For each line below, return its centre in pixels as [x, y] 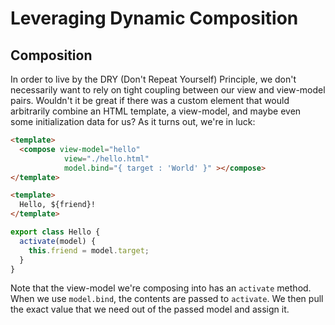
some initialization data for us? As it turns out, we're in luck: [133, 121]
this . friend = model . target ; [89, 250]
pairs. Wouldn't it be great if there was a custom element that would [150, 100]
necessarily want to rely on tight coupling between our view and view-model [168, 90]
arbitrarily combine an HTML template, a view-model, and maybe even [156, 111]
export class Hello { [55, 232]
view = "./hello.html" [106, 158]
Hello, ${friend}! [58, 205]
